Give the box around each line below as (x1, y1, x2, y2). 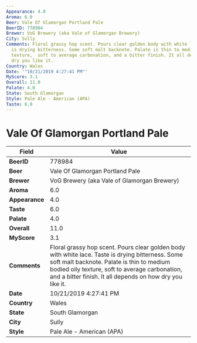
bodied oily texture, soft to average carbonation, (49, 265, 183, 273)
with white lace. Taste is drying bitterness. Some (49, 250, 184, 259)
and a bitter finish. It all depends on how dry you (49, 273, 183, 281)
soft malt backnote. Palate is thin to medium (49, 258, 171, 266)
